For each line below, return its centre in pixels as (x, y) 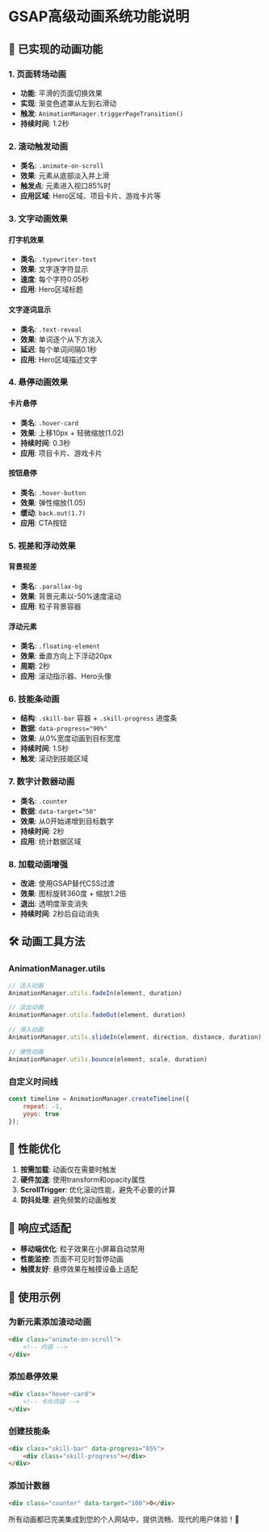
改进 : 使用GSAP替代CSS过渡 (67, 883)
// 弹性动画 (26, 1052)
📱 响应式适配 (40, 1227)
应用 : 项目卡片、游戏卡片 (61, 453)
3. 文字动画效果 (38, 219)
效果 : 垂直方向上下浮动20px (66, 656)
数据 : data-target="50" (58, 810)
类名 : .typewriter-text (58, 259)
